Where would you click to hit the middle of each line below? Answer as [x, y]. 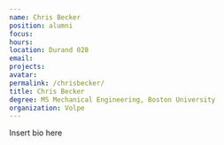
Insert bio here [36, 133]
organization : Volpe [47, 108]
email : [21, 58]
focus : [21, 34]
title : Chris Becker [47, 91]
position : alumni [41, 26]
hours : [21, 42]
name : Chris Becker [45, 17]
